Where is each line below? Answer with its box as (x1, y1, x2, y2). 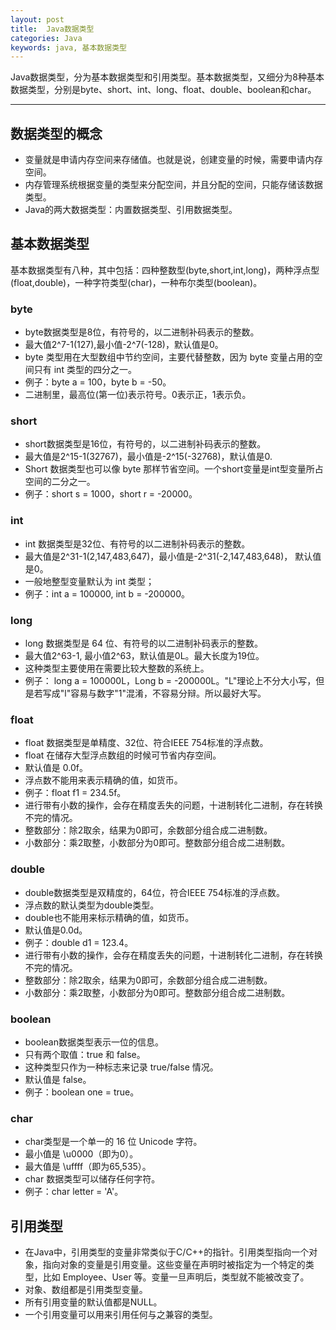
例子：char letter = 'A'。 (24, 1186, 124, 1198)
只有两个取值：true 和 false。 (24, 1048, 146, 1060)
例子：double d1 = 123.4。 (24, 936, 134, 948)
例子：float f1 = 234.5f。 (24, 787, 127, 799)
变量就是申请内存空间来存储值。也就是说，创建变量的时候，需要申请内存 (24, 154, 323, 166)
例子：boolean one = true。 (24, 1086, 140, 1098)
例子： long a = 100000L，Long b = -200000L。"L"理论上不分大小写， (24, 675, 317, 687)
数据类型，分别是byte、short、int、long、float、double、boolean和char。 (10, 84, 317, 96)
